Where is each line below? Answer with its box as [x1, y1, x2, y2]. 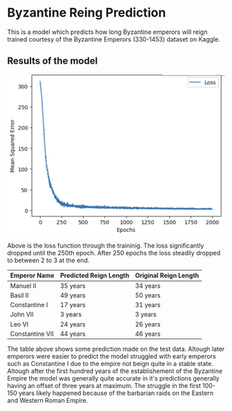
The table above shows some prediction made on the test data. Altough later [7, 345, 225, 354]
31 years [135, 301, 161, 309]
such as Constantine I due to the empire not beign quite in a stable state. [7, 360, 214, 368]
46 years [135, 329, 161, 338]
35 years [59, 282, 86, 290]
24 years [59, 320, 86, 328]
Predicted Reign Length [59, 271, 130, 280]
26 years [135, 320, 161, 328]
